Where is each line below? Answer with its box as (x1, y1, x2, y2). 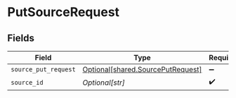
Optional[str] (82, 78, 125, 87)
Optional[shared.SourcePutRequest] (82, 64, 202, 74)
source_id (11, 78, 44, 86)
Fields (7, 32, 35, 44)
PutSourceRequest (7, 4, 120, 20)
